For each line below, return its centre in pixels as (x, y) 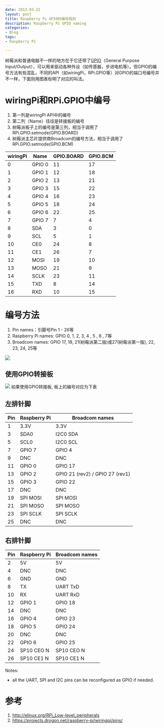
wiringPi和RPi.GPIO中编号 (58, 100)
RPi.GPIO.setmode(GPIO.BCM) (43, 144)
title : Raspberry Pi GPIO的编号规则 (41, 19)
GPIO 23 (65, 619)
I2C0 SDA (67, 434)
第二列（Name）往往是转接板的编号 (48, 121)
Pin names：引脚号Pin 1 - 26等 (43, 329)
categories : (17, 28)
